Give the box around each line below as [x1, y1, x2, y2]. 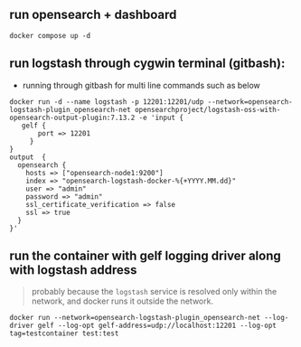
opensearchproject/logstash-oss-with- [134, 105, 281, 114]
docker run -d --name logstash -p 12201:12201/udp [9, 97, 204, 107]
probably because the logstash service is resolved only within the [31, 286, 277, 297]
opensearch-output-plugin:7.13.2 [9, 113, 136, 122]
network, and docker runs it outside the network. [31, 295, 214, 306]
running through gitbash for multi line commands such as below [22, 80, 260, 90]
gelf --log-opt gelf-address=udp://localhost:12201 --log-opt [37, 321, 277, 331]
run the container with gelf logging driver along [9, 249, 282, 264]
